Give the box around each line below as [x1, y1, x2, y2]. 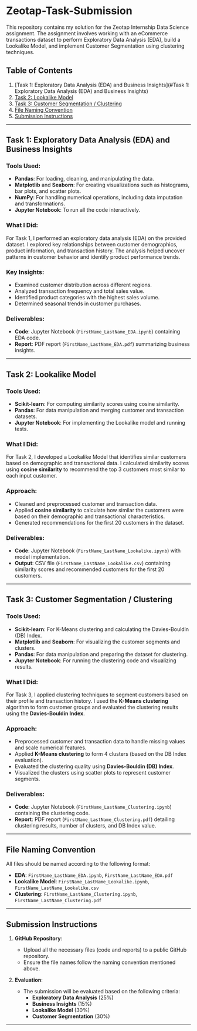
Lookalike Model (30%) [32, 1007, 90, 1014]
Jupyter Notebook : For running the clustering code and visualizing [14, 657, 177, 664]
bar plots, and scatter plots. [14, 188, 81, 195]
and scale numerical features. [14, 744, 87, 751]
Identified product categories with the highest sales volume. [14, 294, 160, 301]
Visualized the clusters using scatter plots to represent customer [14, 769, 171, 776]
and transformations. [14, 200, 66, 207]
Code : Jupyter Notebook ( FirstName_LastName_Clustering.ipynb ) [14, 803, 172, 810]
